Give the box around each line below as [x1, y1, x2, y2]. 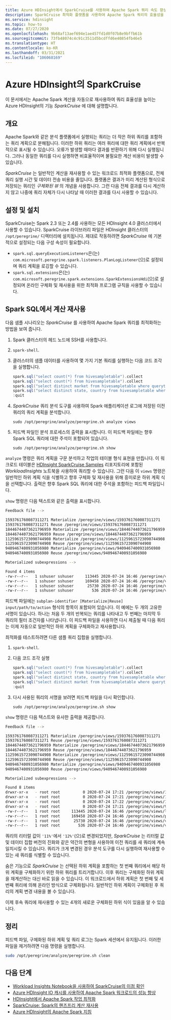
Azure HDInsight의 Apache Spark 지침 [12, 1008, 92, 1014]
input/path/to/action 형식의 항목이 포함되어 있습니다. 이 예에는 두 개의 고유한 [5, 604, 162, 610]
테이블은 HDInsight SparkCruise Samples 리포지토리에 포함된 [18, 462, 144, 468]
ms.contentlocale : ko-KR [5, 45, 58, 51]
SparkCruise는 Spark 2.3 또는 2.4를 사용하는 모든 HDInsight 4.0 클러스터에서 [5, 220, 161, 226]
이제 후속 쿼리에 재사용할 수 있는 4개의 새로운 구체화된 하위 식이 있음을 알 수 [5, 899, 156, 906]
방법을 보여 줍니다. [5, 325, 42, 332]
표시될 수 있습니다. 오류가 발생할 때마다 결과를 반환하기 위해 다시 [18, 147, 147, 153]
